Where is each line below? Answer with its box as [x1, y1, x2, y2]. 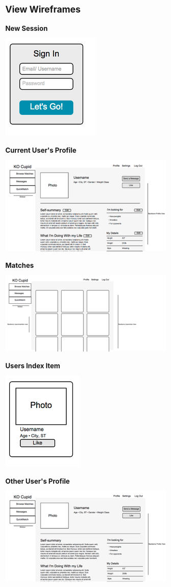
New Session [5, 24, 48, 33]
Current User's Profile [5, 146, 77, 155]
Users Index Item [5, 362, 60, 370]
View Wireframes [5, 4, 81, 15]
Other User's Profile [5, 477, 70, 485]
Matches [5, 261, 34, 270]
